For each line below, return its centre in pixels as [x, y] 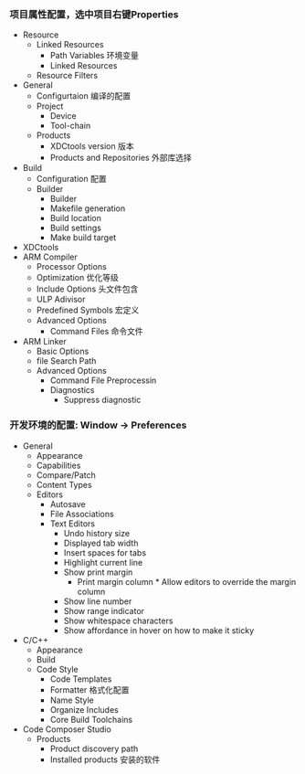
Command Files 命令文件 [96, 332]
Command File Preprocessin [103, 380]
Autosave [68, 504]
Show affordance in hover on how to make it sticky [159, 630]
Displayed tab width [101, 543]
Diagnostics [72, 390]
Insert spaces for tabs [105, 552]
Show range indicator [104, 610]
